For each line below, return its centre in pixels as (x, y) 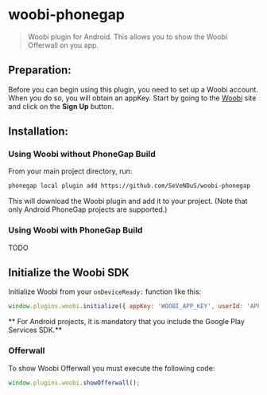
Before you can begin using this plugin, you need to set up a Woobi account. (133, 89)
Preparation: (40, 70)
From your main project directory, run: (70, 171)
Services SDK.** (35, 330)
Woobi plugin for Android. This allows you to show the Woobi (128, 37)
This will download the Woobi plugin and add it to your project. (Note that (128, 201)
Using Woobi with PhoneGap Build (75, 230)
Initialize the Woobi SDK (69, 273)
